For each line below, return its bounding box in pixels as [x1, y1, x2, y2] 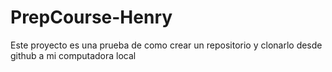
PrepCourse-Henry [10, 6, 173, 29]
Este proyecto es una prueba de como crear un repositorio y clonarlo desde [10, 39, 323, 51]
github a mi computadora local [10, 49, 137, 61]
